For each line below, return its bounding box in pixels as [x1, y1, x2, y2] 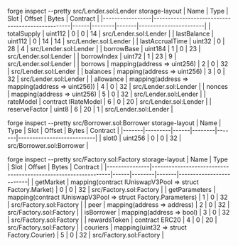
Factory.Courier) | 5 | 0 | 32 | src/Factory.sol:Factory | [7, 231, 165, 239]
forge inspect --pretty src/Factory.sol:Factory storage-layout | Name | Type [7, 155, 229, 164]
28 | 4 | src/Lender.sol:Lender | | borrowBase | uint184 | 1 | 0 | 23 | [7, 45, 201, 53]
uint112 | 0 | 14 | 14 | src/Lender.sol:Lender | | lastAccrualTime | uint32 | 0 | [7, 37, 225, 46]
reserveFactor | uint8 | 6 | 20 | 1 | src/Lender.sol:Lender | [7, 105, 173, 113]
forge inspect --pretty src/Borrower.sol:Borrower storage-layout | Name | [7, 119, 222, 127]
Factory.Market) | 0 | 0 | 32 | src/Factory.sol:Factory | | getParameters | [7, 186, 216, 193]
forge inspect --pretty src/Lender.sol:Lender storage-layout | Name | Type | [7, 7, 229, 15]
